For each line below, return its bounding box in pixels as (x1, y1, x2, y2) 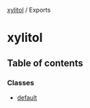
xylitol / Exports (7, 6, 51, 14)
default (16, 93, 37, 102)
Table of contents (7, 57, 83, 69)
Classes (7, 78, 35, 87)
